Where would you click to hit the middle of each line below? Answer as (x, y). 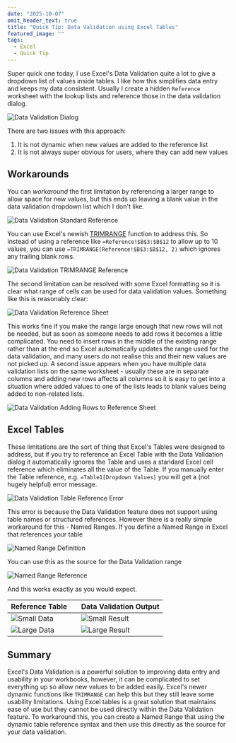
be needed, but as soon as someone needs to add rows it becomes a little (115, 334)
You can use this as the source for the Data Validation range (95, 561)
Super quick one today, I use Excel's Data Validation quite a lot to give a (111, 73)
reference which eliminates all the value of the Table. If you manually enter (116, 469)
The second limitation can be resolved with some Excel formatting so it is (114, 283)
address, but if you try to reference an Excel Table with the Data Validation (116, 454)
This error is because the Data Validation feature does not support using (112, 511)
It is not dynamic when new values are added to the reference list (113, 144)
